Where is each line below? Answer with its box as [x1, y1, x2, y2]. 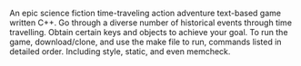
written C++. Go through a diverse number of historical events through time [9, 17, 293, 28]
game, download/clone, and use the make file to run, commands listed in [9, 36, 282, 47]
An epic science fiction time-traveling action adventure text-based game [9, 8, 282, 18]
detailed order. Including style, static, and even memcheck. [9, 46, 231, 57]
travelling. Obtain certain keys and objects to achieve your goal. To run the [9, 27, 288, 37]
